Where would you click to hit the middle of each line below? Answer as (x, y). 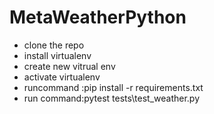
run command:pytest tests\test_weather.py (112, 98)
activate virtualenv (62, 77)
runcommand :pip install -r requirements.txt (113, 87)
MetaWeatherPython (98, 17)
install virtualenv (57, 55)
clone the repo (54, 45)
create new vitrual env (69, 66)
